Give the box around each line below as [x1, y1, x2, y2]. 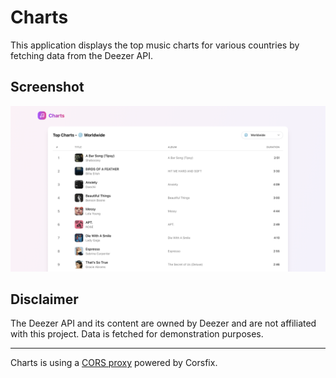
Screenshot [10, 79, 85, 96]
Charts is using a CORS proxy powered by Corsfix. [10, 357, 218, 369]
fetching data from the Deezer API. [10, 49, 154, 61]
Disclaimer [10, 291, 79, 308]
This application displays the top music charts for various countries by [10, 39, 300, 51]
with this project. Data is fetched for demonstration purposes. [10, 328, 264, 340]
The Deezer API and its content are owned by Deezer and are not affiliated [10, 317, 317, 330]
